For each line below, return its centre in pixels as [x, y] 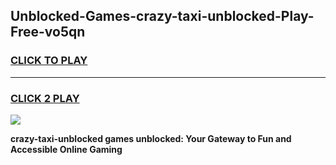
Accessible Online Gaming [66, 149]
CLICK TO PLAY [49, 61]
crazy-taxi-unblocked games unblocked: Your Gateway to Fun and [151, 138]
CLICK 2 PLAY [45, 98]
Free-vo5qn [48, 32]
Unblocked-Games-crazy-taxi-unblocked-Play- [162, 16]
